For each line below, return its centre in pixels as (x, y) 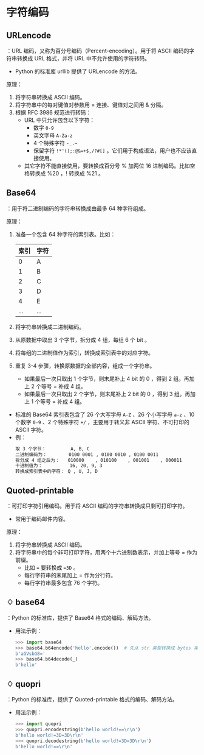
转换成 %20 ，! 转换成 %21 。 (67, 173)
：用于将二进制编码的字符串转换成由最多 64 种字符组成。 (78, 208)
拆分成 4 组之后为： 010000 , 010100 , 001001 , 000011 (98, 460)
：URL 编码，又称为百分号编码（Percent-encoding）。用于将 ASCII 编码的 (98, 51)
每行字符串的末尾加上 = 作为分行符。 (70, 575)
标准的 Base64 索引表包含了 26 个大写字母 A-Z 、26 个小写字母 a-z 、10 (105, 414)
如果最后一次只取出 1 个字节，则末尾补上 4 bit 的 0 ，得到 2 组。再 (107, 378)
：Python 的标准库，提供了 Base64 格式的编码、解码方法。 (80, 618)
